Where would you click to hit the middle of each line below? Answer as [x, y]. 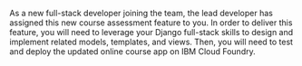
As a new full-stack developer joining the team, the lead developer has [141, 13]
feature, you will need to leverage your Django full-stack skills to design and [151, 32]
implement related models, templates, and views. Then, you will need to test [151, 42]
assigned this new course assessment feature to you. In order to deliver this [151, 23]
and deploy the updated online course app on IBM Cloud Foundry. [132, 52]
